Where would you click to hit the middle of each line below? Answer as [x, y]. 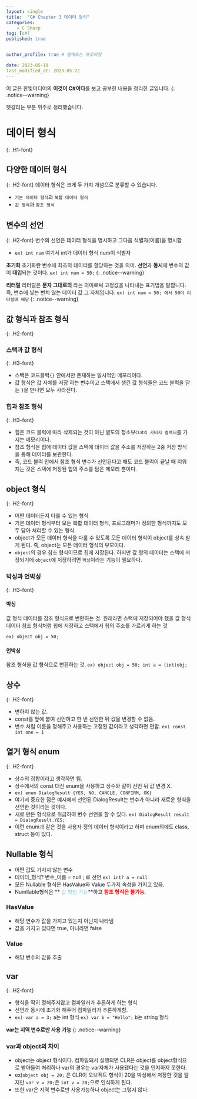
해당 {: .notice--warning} [49, 299]
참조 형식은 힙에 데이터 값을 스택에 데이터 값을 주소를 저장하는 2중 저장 [95, 447]
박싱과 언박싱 [24, 577]
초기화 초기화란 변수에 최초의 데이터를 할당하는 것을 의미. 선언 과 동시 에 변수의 [95, 265]
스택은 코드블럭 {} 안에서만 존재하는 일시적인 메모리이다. [79, 375]
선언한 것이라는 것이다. [41, 807]
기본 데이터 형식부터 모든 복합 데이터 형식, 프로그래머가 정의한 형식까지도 [98, 523]
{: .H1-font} [20, 149]
